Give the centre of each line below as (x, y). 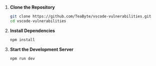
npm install (22, 39)
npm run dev (22, 58)
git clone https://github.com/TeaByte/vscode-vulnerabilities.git (80, 16)
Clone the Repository (32, 7)
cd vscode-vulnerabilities (38, 21)
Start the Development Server (42, 49)
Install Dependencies (32, 30)
